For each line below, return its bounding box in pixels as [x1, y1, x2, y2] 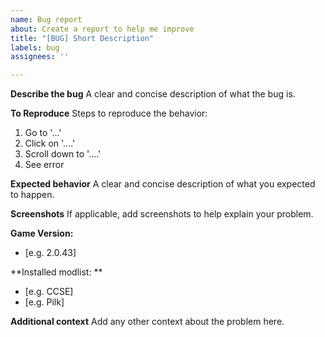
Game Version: [10, 227, 74, 240]
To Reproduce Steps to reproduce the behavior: [10, 107, 208, 120]
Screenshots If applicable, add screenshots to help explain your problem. [10, 208, 314, 220]
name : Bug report [10, 14, 83, 25]
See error [24, 159, 65, 171]
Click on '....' [24, 137, 76, 150]
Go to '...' [24, 127, 62, 139]
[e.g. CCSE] [24, 286, 74, 298]
